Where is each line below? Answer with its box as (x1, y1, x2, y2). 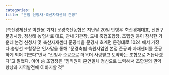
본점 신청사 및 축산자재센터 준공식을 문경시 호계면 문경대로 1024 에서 (14, 39, 150, 45)
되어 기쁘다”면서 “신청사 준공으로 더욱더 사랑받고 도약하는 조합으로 (14, 51, 146, 58)
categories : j (5, 7, 35, 13)
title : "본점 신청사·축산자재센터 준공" (5, 12, 78, 17)
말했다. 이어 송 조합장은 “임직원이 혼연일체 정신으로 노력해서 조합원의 (16, 58, 152, 64)
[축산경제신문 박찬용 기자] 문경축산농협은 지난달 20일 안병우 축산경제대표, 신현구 (5, 26, 164, 33)
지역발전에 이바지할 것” (18, 64, 64, 70)
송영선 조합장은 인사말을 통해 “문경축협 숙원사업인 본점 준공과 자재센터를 (10, 45, 153, 51)
